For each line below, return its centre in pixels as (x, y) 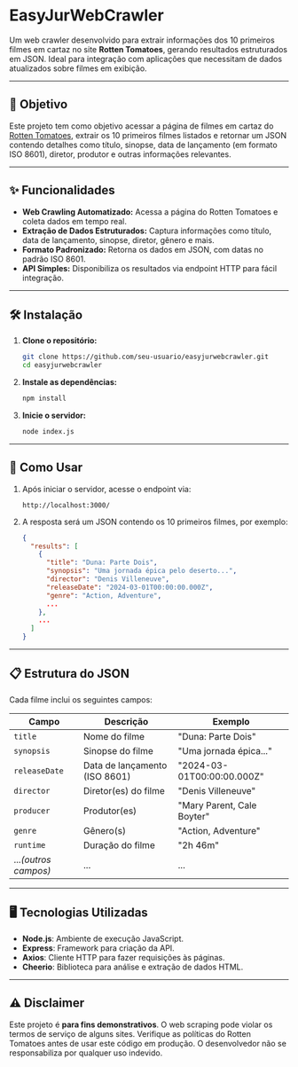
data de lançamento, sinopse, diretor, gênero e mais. (118, 239)
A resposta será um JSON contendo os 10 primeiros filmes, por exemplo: (155, 522)
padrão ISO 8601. (54, 259)
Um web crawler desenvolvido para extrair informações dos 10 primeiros (142, 40)
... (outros (32, 859)
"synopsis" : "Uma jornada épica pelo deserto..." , (141, 571)
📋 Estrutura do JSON (70, 674)
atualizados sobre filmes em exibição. (78, 68)
